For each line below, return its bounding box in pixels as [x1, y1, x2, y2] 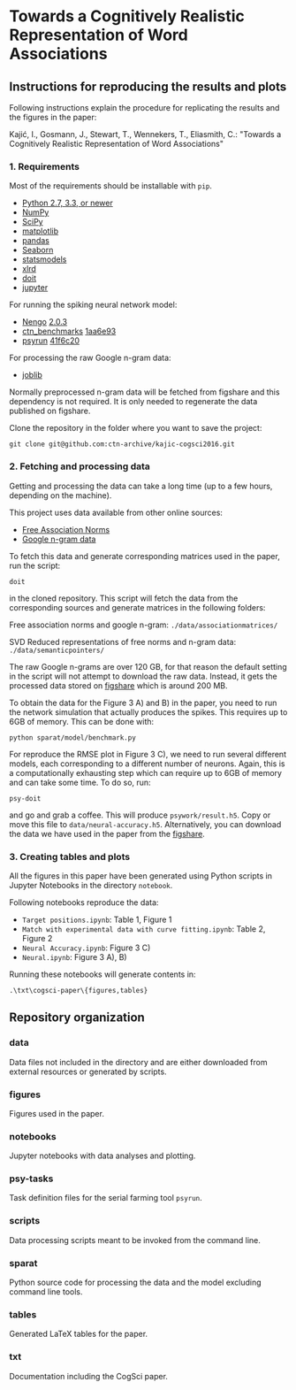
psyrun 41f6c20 [21, 335, 80, 346]
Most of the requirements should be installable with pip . [9, 180, 212, 191]
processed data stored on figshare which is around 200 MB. [9, 680, 228, 691]
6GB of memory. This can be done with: [9, 716, 155, 726]
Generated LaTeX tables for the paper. [9, 1329, 148, 1340]
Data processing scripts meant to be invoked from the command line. [9, 1234, 261, 1245]
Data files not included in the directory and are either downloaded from [9, 1056, 268, 1067]
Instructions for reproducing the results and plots [9, 79, 287, 94]
